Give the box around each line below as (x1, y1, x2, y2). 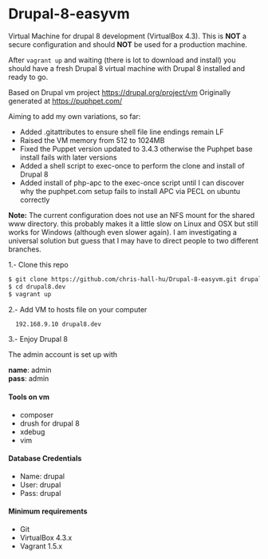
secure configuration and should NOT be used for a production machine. (8, 39, 247, 49)
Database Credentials (8, 454, 82, 463)
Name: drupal (19, 471, 65, 481)
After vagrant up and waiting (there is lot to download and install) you (8, 55, 236, 65)
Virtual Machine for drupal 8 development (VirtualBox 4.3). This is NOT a (8, 31, 247, 41)
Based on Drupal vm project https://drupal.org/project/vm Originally (8, 87, 231, 97)
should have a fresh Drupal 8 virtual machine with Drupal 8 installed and (8, 63, 246, 73)
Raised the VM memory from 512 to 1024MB (19, 135, 165, 145)
